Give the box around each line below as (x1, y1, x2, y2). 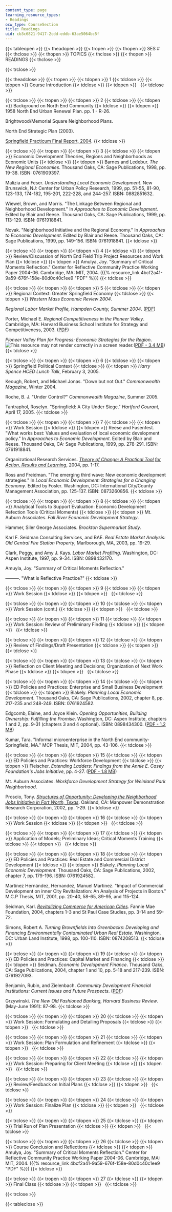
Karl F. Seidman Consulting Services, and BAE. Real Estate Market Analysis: (5, 535, 166, 540)
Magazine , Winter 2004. (5, 384, 57, 390)
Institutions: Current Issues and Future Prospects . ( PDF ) (5, 988, 123, 994)
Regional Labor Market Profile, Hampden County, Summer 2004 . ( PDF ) (5, 306, 156, 312)
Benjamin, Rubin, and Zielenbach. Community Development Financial (5, 982, 151, 989)
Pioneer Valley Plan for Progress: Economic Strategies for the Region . (5, 337, 152, 343)
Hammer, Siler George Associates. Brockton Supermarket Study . (5, 524, 142, 531)
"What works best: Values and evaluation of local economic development (5, 430, 160, 436)
